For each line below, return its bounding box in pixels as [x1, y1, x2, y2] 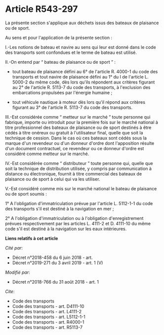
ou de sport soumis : [5, 191, 47, 197]
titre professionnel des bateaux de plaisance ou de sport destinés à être [5, 125, 152, 130]
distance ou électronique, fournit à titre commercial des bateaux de [5, 170, 142, 176]
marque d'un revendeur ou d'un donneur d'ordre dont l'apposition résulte [5, 140, 155, 146]
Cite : [5, 288, 15, 294]
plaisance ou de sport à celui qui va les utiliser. [5, 176, 100, 182]
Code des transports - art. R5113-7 [12, 324, 83, 330]
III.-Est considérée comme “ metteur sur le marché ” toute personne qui [5, 114, 151, 120]
